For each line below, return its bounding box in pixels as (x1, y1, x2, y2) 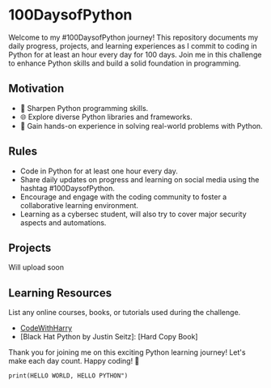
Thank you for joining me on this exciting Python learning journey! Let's (8, 347, 246, 357)
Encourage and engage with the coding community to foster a (19, 192, 227, 202)
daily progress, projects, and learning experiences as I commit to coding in (8, 41, 257, 50)
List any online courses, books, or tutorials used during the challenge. (8, 308, 241, 318)
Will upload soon (8, 262, 65, 272)
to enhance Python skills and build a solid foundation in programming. (8, 58, 241, 68)
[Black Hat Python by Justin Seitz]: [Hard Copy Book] (19, 332, 198, 342)
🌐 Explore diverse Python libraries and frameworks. (19, 112, 193, 122)
